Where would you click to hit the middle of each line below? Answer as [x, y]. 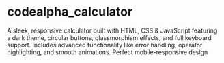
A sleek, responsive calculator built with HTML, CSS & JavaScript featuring [112, 30]
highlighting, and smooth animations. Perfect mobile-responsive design [108, 52]
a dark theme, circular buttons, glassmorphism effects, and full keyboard [109, 37]
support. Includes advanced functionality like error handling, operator [105, 45]
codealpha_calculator [70, 12]
